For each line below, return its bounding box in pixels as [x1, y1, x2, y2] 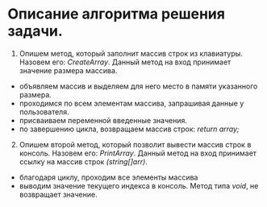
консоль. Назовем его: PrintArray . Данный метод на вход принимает [19, 148, 257, 158]
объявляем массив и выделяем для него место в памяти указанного [19, 81, 258, 91]
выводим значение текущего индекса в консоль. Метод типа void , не [19, 180, 259, 190]
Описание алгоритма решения [7, 5, 225, 23]
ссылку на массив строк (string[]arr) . [19, 156, 148, 166]
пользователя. [19, 106, 69, 117]
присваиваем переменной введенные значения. [19, 115, 187, 125]
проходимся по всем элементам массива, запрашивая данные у [19, 98, 244, 108]
